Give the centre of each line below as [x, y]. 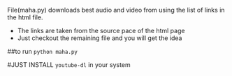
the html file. [25, 17]
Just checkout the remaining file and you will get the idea [100, 38]
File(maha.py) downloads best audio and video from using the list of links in [116, 10]
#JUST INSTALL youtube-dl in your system [69, 65]
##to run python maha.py [43, 51]
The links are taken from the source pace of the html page [101, 31]
